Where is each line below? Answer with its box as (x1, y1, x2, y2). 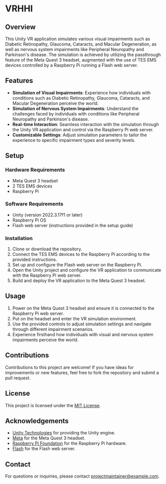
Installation (5, 235, 33, 242)
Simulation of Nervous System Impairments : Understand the (12, 105, 139, 112)
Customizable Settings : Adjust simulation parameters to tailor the (12, 132, 147, 138)
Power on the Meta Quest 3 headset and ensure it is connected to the (12, 305, 155, 311)
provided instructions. (12, 256, 57, 263)
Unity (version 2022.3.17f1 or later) (12, 212, 83, 218)
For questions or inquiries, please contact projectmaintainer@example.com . (5, 473, 160, 479)
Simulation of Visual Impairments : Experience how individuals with (12, 90, 151, 96)
